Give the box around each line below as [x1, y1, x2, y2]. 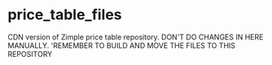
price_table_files [7, 6, 123, 24]
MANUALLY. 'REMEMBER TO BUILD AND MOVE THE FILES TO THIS [7, 40, 236, 50]
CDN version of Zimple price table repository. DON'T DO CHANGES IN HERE [7, 32, 264, 42]
